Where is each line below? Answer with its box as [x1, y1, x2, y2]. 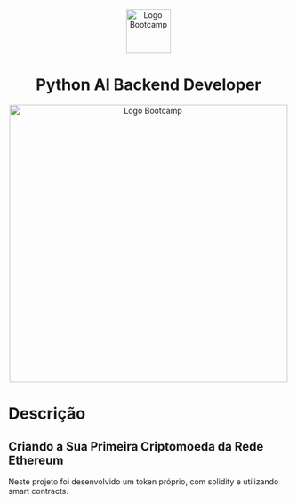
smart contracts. [8, 485, 68, 496]
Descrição [8, 403, 86, 424]
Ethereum [8, 452, 64, 467]
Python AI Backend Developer [36, 75, 261, 95]
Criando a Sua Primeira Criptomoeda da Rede [8, 439, 264, 454]
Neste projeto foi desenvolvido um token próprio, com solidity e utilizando [8, 475, 279, 487]
